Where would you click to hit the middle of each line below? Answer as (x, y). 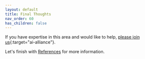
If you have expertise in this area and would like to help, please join (72, 37)
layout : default (21, 10)
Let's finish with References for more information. (55, 52)
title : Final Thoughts (28, 14)
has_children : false (26, 23)
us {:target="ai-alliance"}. (30, 42)
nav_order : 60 (20, 19)
